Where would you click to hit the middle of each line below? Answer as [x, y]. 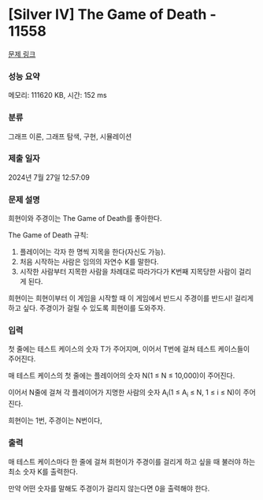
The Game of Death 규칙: [48, 235]
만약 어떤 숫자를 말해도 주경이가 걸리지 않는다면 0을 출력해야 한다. [109, 488]
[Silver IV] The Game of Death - [112, 15]
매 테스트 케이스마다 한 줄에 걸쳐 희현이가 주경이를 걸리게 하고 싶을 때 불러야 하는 [132, 461]
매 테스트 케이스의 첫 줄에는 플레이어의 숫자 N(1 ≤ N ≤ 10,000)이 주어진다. [122, 375]
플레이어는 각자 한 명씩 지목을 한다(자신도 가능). [93, 252]
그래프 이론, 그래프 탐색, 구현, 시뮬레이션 [70, 136]
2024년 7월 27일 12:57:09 [49, 177]
